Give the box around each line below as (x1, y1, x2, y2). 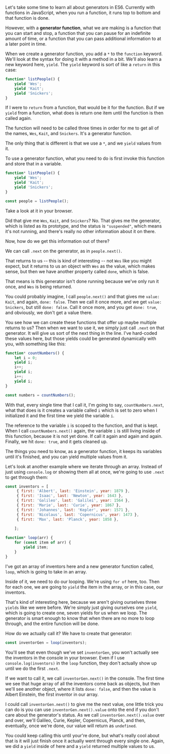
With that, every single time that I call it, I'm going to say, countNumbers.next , (5, 402, 164, 408)
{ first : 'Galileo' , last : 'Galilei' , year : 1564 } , (16, 498, 130, 503)
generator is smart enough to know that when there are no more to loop (5, 615, 155, 621)
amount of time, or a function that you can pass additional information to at (5, 35, 161, 41)
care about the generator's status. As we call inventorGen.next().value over (5, 712, 165, 718)
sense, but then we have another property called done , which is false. (5, 268, 149, 275)
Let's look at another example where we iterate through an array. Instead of (5, 463, 162, 469)
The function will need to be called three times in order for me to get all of (5, 125, 159, 131)
